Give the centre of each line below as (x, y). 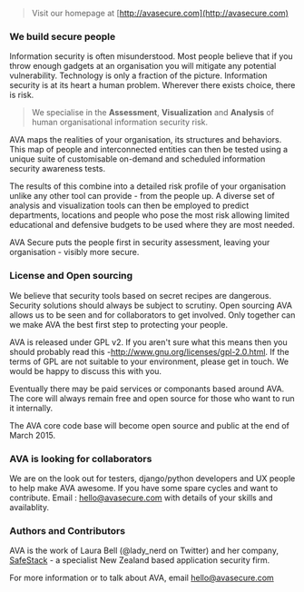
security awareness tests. (58, 169)
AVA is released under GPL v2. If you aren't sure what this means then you (148, 342)
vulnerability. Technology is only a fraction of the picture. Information (138, 75)
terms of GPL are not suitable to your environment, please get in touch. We (149, 361)
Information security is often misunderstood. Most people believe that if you (151, 56)
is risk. (22, 95)
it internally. (31, 408)
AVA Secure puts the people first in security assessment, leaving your (140, 242)
